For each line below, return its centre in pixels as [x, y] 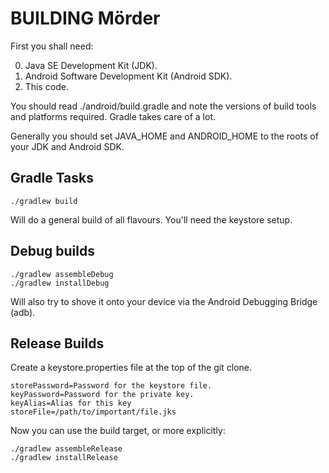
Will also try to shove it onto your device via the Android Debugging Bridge [164, 301]
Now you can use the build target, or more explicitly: [118, 431]
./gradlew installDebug [60, 283]
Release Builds [57, 343]
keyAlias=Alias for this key [71, 403]
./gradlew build [44, 201]
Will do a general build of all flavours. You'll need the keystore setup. [151, 219]
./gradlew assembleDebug [62, 274]
